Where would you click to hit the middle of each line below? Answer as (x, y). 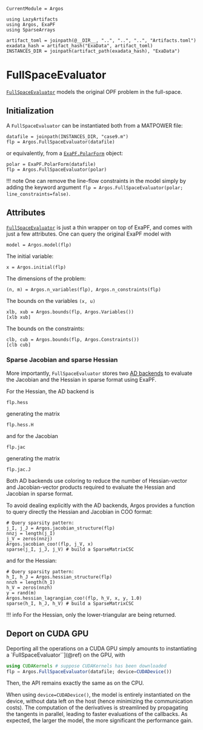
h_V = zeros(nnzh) (29, 588)
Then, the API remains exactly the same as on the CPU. (75, 683)
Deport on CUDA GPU (48, 634)
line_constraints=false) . (38, 193)
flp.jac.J (19, 470)
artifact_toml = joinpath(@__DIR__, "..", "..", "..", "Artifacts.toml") (101, 41)
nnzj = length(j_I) (31, 533)
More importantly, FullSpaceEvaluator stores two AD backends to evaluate (99, 373)
